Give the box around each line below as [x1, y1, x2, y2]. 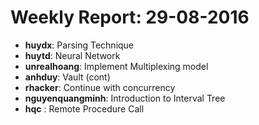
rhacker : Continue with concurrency [24, 81, 176, 93]
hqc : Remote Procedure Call [24, 102, 145, 115]
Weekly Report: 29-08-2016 [10, 6, 250, 29]
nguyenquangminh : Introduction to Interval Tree [24, 92, 226, 104]
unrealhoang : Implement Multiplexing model [24, 60, 209, 72]
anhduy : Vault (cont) [24, 71, 111, 83]
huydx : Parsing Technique [24, 39, 135, 51]
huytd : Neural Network [24, 49, 121, 61]
